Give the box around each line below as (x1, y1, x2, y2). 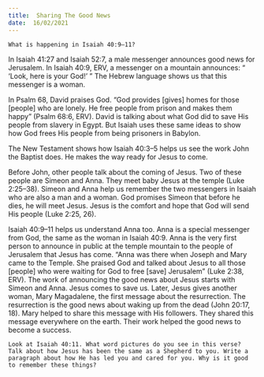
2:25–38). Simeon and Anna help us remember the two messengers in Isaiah (8, 184, 257, 193)
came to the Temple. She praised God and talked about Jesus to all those (8, 258, 246, 267)
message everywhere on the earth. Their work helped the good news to (8, 316, 242, 326)
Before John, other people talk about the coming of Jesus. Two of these (8, 167, 242, 177)
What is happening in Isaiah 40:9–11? (8, 40, 136, 48)
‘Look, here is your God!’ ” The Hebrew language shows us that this (8, 71, 227, 80)
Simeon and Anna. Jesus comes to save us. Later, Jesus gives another (8, 283, 238, 293)
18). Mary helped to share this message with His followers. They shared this (8, 308, 254, 318)
